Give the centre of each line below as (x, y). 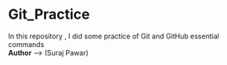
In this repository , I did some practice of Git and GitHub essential (114, 36)
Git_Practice (49, 14)
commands (26, 44)
